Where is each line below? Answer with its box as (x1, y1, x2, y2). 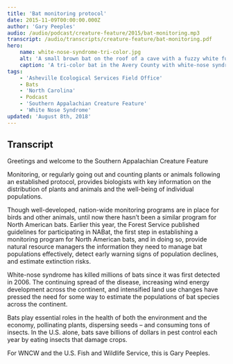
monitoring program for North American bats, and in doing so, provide (7, 235, 207, 244)
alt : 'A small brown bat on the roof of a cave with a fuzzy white (19, 55, 218, 62)
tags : (7, 68, 23, 75)
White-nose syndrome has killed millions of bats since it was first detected (7, 271, 221, 279)
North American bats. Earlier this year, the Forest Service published (7, 221, 200, 229)
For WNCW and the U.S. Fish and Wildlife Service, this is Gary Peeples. (7, 349, 210, 357)
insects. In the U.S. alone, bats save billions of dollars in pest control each (7, 328, 218, 336)
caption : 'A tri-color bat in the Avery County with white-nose (19, 62, 209, 69)
